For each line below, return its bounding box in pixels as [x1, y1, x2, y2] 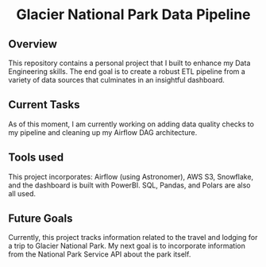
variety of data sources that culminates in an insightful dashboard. [8, 75, 225, 84]
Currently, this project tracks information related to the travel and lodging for [8, 233, 258, 242]
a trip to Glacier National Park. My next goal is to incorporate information [8, 241, 246, 251]
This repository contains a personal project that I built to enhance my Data [8, 58, 251, 68]
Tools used [8, 151, 64, 164]
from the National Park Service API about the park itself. [8, 250, 191, 259]
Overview [8, 37, 58, 51]
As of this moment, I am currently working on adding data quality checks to [8, 119, 254, 129]
